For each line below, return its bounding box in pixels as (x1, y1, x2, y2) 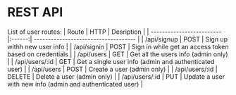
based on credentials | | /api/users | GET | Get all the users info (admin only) (7, 50, 228, 58)
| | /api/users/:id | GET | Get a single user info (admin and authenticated (7, 57, 215, 65)
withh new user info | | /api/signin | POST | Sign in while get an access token (7, 42, 229, 51)
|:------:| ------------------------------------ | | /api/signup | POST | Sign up (7, 34, 228, 43)
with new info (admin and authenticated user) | (7, 80, 143, 88)
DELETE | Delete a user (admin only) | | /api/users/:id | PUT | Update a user (7, 72, 225, 81)
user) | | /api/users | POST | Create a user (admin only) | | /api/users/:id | (7, 65, 218, 73)
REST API (7, 4, 63, 20)
